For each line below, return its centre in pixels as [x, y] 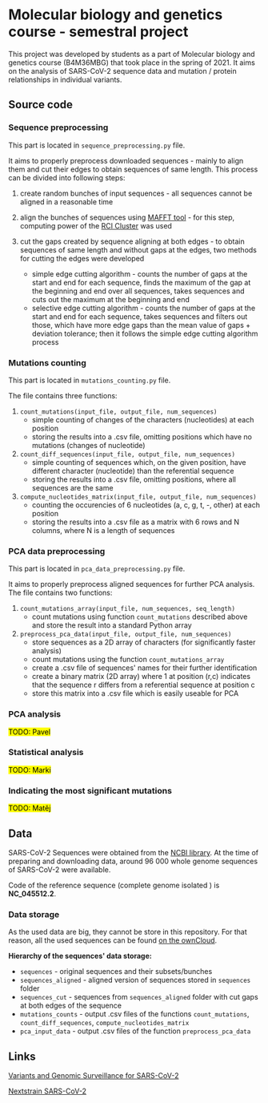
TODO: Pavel [29, 732]
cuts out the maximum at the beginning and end [111, 299]
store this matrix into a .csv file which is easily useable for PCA [135, 693]
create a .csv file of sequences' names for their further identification [144, 668]
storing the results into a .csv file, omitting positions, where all [134, 479]
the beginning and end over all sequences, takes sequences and [138, 291]
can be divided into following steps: [67, 177]
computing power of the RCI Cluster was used [96, 225]
